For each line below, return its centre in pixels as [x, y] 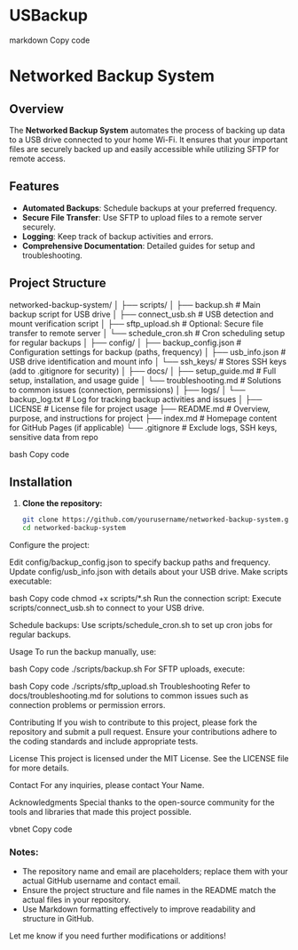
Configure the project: [50, 545]
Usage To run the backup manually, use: [83, 652]
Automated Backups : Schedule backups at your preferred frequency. [149, 208]
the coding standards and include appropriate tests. [104, 741]
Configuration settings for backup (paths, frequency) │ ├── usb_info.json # [148, 351]
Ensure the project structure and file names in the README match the [149, 890]
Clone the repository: [62, 503]
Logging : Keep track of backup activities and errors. [118, 236]
